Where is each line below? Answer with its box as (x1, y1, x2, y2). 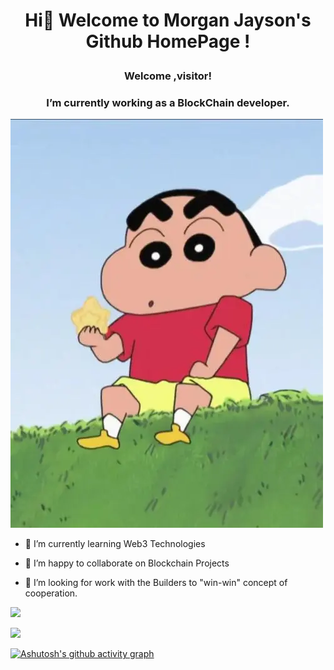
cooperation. (24, 587, 78, 599)
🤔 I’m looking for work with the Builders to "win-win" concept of (24, 577, 288, 589)
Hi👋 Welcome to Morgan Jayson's (24, 9, 312, 32)
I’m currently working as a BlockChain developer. (46, 96, 290, 110)
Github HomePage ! (85, 30, 251, 53)
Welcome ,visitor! (124, 69, 212, 83)
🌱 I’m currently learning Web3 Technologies (24, 538, 206, 550)
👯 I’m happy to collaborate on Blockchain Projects (24, 557, 230, 569)
